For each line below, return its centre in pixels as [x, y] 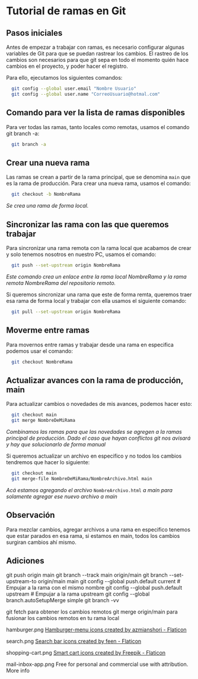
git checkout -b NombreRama [46, 195]
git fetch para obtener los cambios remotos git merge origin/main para [92, 612]
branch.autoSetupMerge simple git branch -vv [63, 600]
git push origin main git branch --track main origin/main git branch [87, 575]
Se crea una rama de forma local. [47, 206]
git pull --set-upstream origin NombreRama [66, 312]
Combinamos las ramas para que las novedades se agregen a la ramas [94, 431]
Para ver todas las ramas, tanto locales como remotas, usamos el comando [98, 127]
